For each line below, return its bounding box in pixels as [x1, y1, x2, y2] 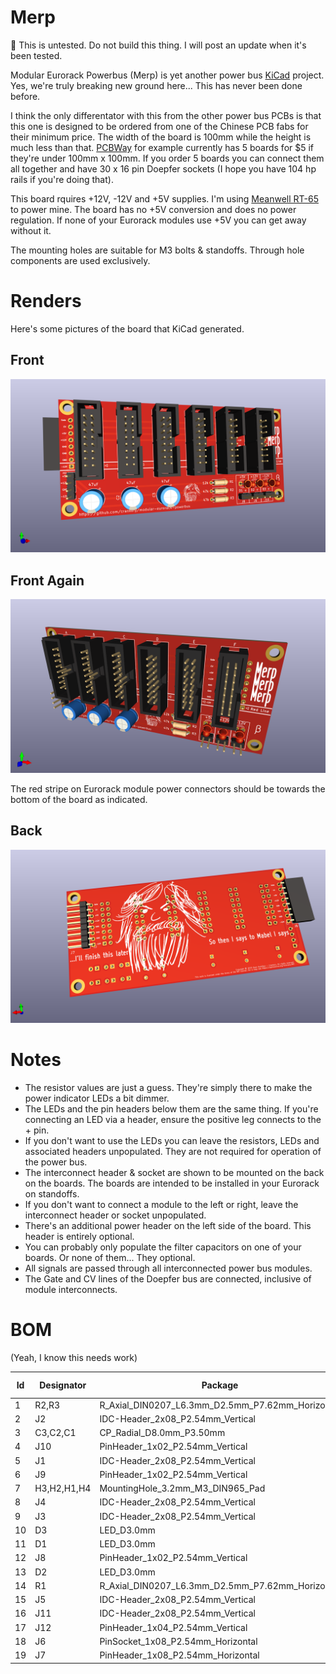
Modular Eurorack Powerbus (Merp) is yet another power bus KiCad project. [10, 69, 325, 81]
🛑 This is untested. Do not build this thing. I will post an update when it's [10, 39, 307, 51]
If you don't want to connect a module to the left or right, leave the [24, 1199, 299, 1211]
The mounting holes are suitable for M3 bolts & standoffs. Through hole [10, 244, 305, 256]
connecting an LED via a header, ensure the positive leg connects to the [24, 1114, 322, 1126]
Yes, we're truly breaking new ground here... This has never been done [10, 79, 303, 91]
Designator [39, 1379, 87, 1391]
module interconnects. [24, 1284, 118, 1296]
